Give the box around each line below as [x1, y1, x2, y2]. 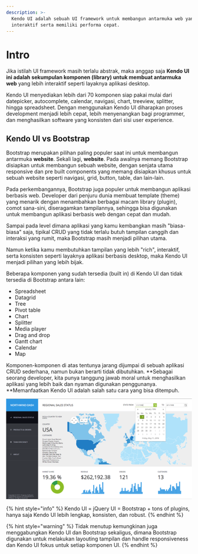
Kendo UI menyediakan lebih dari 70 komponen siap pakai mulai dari [6, 91, 173, 98]
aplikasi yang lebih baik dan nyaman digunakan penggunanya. [6, 381, 157, 388]
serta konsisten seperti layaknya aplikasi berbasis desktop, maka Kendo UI [6, 252, 187, 259]
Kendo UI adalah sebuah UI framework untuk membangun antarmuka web [11, 15, 183, 22]
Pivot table [14, 306, 41, 314]
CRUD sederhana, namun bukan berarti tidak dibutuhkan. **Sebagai [6, 368, 173, 375]
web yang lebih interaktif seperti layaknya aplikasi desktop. [6, 80, 150, 87]
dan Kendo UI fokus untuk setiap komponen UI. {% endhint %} [6, 542, 158, 549]
